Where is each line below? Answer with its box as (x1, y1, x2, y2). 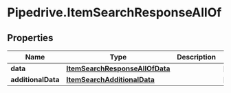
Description (176, 53, 217, 62)
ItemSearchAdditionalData (66, 75, 155, 84)
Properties (7, 32, 54, 44)
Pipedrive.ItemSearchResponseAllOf (7, 5, 222, 21)
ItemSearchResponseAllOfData (66, 64, 170, 73)
